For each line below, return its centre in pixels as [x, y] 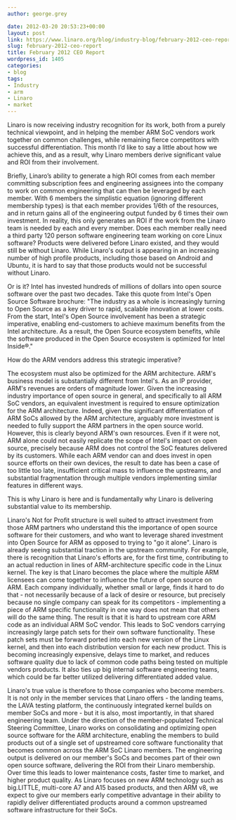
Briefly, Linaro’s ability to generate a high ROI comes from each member [111, 176]
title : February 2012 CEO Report [56, 53]
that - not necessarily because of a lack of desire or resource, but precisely [117, 595]
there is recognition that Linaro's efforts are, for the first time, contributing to [118, 557]
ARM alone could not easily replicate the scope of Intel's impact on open [112, 441]
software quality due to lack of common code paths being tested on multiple [118, 662]
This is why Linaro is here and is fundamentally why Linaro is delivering [110, 499]
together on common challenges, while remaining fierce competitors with [113, 140]
